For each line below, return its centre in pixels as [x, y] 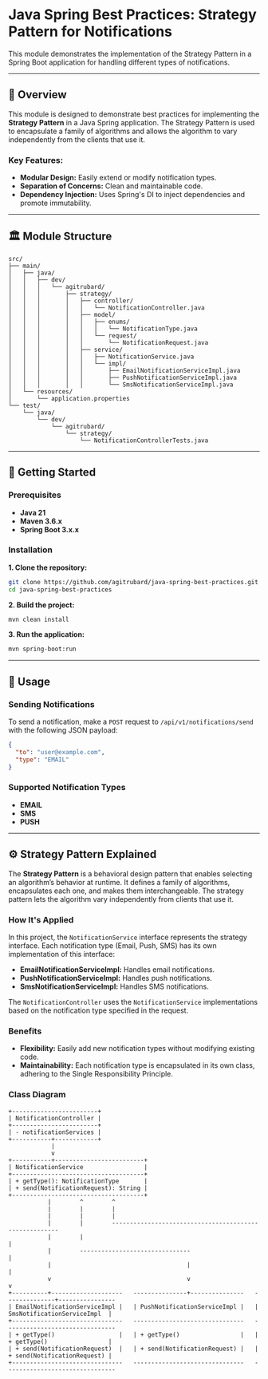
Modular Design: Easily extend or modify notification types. [118, 178]
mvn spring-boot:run [43, 649]
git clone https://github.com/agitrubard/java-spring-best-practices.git [134, 582]
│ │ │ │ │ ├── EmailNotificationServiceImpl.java [124, 370]
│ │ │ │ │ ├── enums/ [69, 322]
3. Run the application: [47, 634]
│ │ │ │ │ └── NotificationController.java [106, 308]
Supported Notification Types [67, 788]
